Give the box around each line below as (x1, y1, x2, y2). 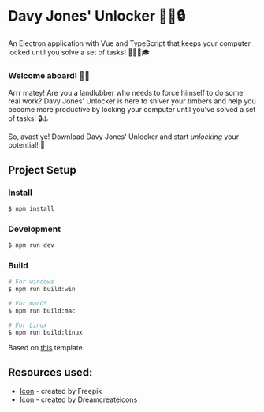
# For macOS (8, 300, 47, 308)
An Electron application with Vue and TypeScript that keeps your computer (8, 38, 251, 48)
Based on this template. (8, 343, 85, 352)
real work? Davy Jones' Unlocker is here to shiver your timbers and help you (8, 96, 256, 106)
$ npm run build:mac (8, 306, 76, 315)
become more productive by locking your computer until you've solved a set (8, 105, 256, 114)
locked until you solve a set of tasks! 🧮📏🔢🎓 (8, 47, 151, 57)
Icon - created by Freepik (19, 387, 102, 396)
